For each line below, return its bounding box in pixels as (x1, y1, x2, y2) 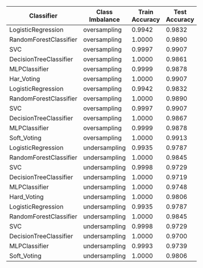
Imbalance (89, 15, 120, 24)
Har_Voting (9, 75, 40, 83)
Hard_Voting (9, 193, 44, 201)
